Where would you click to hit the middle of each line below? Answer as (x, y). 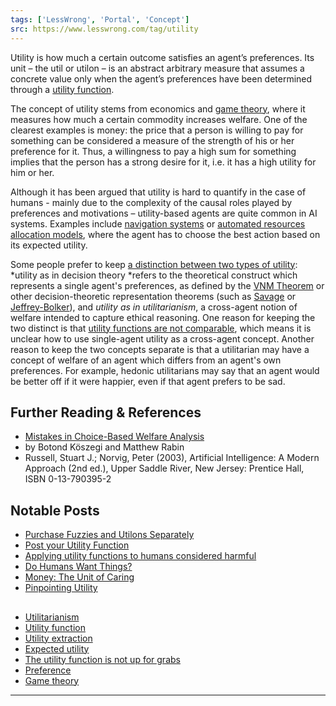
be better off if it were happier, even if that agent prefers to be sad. (148, 381)
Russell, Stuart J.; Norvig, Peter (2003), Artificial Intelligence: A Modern (172, 458)
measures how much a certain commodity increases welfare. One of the (159, 119)
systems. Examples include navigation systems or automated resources (158, 223)
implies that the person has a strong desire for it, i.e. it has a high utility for (163, 162)
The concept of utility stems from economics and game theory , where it (158, 108)
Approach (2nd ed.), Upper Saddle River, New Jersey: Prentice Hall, (164, 468)
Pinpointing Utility (61, 588)
